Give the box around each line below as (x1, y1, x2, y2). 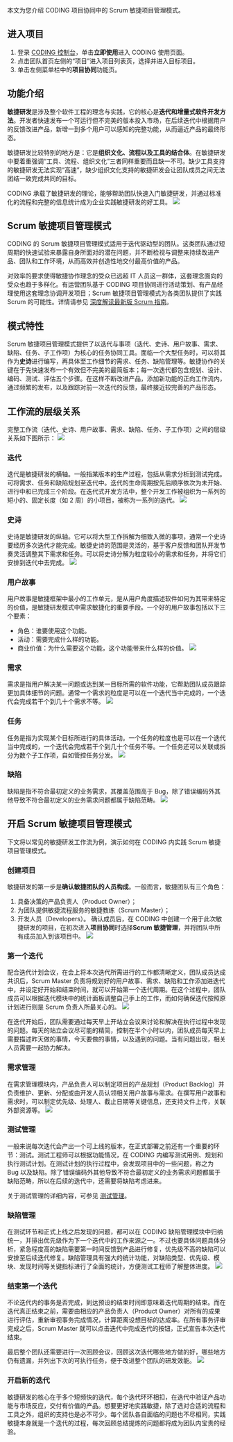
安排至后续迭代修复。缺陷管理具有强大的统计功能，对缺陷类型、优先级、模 (7, 1254, 220, 1262)
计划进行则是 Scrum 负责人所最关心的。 (7, 1003, 121, 1012)
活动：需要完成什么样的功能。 (17, 635, 103, 644)
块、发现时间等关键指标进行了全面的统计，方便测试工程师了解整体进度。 (7, 1262, 214, 1271)
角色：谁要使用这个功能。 (17, 626, 91, 635)
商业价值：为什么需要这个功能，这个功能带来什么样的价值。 (17, 644, 188, 652)
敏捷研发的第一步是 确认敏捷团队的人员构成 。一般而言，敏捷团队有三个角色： (7, 882, 226, 891)
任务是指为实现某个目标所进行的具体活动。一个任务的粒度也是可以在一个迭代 (7, 733, 226, 741)
